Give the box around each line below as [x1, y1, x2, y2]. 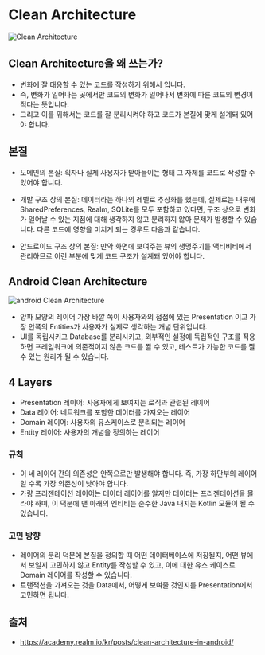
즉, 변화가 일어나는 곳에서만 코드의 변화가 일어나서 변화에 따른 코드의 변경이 [19, 89, 254, 99]
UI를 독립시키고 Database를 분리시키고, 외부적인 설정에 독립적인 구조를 [19, 332, 241, 341]
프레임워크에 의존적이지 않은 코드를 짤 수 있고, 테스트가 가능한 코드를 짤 [34, 342, 256, 352]
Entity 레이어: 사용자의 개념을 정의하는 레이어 [19, 427, 160, 437]
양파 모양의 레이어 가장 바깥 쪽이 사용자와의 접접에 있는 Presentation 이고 [19, 312, 248, 322]
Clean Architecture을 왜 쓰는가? [8, 57, 163, 71]
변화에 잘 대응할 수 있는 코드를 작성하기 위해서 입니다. [19, 80, 185, 89]
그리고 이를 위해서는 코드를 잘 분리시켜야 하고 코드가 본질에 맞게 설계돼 [19, 109, 239, 119]
